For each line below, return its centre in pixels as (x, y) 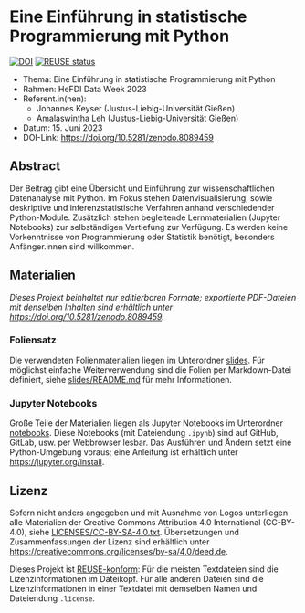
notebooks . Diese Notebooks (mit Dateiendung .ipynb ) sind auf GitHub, (144, 433)
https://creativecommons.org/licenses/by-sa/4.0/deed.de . (119, 551)
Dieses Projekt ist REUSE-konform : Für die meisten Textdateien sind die (144, 569)
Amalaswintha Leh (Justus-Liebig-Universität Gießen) (137, 118)
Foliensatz (33, 340)
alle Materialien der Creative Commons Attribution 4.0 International (135, 522)
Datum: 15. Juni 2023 (63, 127)
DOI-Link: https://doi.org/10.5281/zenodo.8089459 (118, 137)
